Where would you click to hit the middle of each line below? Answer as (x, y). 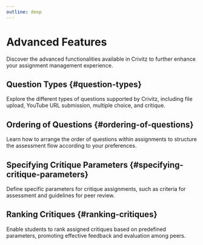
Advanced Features (57, 42)
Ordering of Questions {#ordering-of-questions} (100, 124)
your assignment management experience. (60, 65)
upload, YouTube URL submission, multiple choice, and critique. (86, 105)
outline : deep (24, 12)
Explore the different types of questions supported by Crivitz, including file (99, 99)
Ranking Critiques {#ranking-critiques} (82, 214)
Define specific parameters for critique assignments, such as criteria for (96, 189)
